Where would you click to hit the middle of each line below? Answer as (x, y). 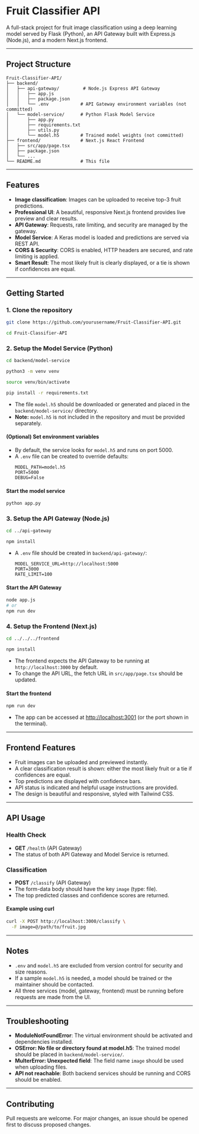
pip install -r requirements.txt (47, 393)
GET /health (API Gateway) (48, 848)
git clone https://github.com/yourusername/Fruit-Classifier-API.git (94, 322)
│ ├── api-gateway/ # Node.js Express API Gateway (83, 88)
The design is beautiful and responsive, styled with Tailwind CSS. (94, 794)
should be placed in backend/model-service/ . (69, 1054)
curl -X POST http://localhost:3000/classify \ (66, 922)
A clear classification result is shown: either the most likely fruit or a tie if (103, 768)
